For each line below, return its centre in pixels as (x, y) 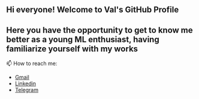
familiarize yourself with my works (72, 49)
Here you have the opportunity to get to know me (99, 30)
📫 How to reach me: (32, 64)
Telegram (27, 90)
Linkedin (25, 83)
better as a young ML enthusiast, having (83, 39)
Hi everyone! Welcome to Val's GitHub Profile (93, 10)
